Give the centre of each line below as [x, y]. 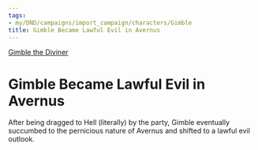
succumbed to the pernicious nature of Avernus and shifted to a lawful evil [129, 131]
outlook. [22, 139]
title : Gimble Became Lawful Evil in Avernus [84, 30]
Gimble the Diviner [38, 53]
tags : [17, 15]
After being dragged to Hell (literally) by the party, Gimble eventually [119, 123]
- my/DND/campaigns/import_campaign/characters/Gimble [100, 23]
